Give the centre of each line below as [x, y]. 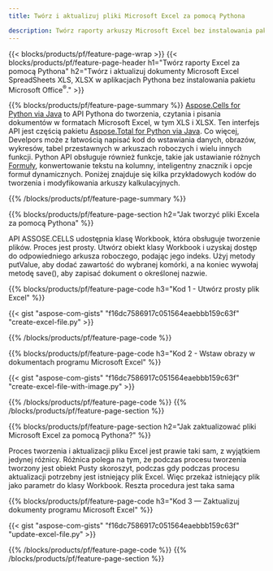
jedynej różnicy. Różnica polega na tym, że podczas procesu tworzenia [128, 460]
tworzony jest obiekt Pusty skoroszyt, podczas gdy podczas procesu [124, 469]
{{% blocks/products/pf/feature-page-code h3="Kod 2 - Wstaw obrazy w [132, 353]
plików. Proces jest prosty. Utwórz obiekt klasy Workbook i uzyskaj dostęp [133, 248]
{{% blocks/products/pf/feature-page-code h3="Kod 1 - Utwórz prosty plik [134, 289]
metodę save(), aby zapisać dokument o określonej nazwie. [108, 274]
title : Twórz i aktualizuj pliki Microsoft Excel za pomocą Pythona [127, 16]
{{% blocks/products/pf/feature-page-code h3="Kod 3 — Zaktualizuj [124, 501]
